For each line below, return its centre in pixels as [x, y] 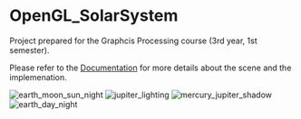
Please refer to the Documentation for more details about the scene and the [150, 68]
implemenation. [39, 77]
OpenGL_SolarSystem [94, 16]
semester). [29, 50]
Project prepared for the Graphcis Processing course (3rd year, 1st [133, 41]
